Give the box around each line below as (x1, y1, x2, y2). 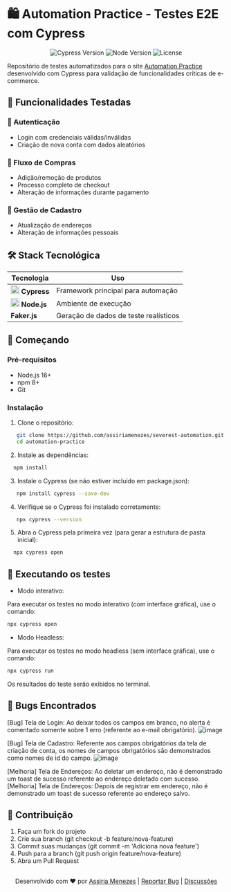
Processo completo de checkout (17, 180, 110, 189)
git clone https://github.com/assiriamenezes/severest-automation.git (16, 432, 225, 439)
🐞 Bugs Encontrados (7, 700, 97, 712)
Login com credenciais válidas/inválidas (17, 133, 131, 141)
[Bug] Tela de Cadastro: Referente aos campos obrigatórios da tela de (7, 738, 207, 747)
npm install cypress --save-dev (16, 490, 110, 497)
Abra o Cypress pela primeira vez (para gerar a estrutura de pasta (17, 528, 205, 537)
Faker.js (10, 311, 37, 321)
